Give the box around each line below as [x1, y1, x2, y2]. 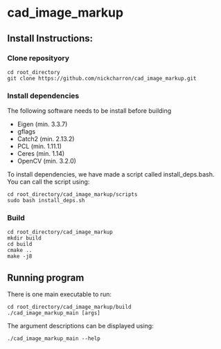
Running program [7, 271, 85, 283]
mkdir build [7, 235, 42, 242]
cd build [7, 241, 33, 248]
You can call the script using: [7, 178, 90, 186]
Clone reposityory [7, 53, 70, 63]
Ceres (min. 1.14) [17, 150, 65, 158]
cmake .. [7, 247, 33, 254]
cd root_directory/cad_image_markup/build [7, 303, 132, 311]
